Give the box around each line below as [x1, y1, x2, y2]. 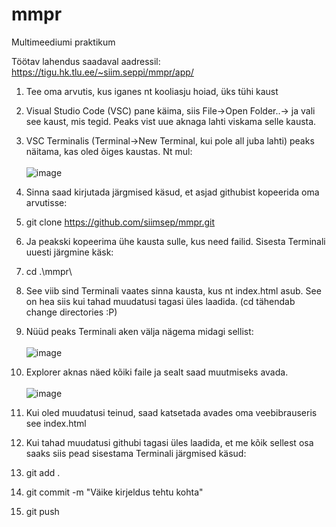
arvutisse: [25, 196, 68, 208]
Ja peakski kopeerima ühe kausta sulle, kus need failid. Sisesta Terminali [25, 235, 326, 247]
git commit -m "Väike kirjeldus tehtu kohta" [25, 486, 204, 498]
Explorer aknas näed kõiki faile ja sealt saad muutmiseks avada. [25, 366, 289, 378]
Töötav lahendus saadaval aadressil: [11, 55, 161, 67]
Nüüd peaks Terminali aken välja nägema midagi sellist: [25, 325, 254, 337]
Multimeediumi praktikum [11, 36, 116, 48]
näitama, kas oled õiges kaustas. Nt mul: [25, 145, 193, 157]
